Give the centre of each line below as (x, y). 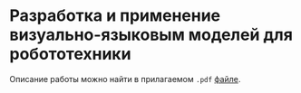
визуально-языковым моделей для (151, 35)
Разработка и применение (115, 16)
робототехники (70, 54)
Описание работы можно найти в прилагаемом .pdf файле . (125, 79)
